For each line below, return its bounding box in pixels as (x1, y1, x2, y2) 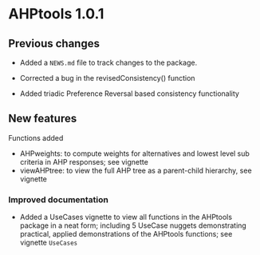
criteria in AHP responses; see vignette (19, 157, 149, 166)
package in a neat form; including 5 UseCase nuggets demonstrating (19, 221, 247, 230)
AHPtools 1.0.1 (8, 5, 104, 23)
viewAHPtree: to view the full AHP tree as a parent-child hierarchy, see (19, 165, 253, 175)
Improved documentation (8, 193, 109, 205)
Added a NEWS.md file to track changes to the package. (19, 58, 198, 67)
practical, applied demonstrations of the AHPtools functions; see (19, 229, 233, 239)
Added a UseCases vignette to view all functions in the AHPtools (19, 213, 233, 222)
